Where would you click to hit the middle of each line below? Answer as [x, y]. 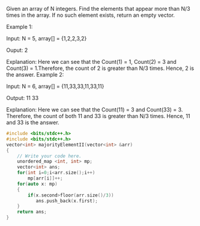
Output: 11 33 [23, 98]
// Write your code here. [50, 156]
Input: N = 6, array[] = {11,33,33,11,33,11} [55, 86]
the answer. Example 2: [35, 74]
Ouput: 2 [17, 50]
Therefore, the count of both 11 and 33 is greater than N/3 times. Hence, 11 [98, 116]
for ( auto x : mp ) [38, 184]
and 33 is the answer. [33, 122]
